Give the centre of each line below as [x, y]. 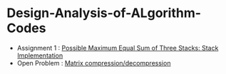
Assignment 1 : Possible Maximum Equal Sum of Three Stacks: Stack [118, 48]
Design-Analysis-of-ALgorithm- [104, 13]
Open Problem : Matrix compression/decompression [94, 63]
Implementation [40, 55]
